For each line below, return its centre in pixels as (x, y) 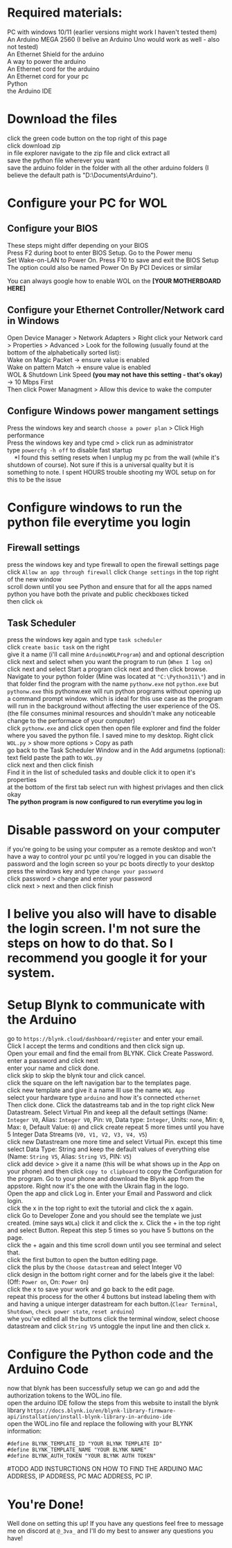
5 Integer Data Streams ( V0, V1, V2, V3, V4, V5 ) (77, 1134)
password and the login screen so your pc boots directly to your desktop (111, 864)
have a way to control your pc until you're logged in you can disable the (109, 857)
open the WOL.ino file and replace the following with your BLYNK (100, 1424)
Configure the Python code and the (110, 1354)
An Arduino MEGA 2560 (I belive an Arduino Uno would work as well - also (114, 39)
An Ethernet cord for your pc (48, 76)
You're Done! (46, 1504)
